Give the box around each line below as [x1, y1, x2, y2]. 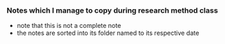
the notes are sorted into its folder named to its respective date [16, 29, 200, 37]
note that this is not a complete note [16, 22, 122, 30]
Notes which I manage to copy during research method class [6, 6, 219, 15]
